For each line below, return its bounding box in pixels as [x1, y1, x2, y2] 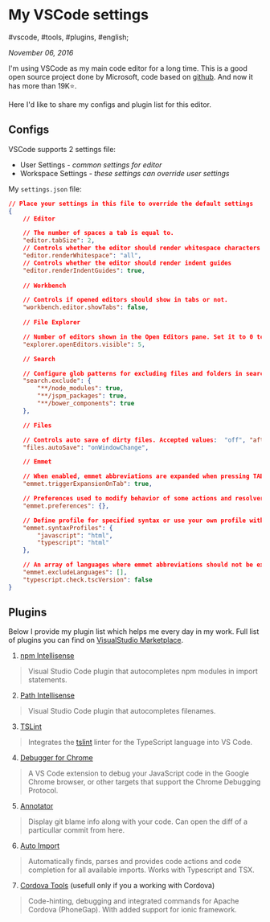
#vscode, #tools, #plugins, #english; [8, 32, 129, 42]
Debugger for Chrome [19, 753, 94, 763]
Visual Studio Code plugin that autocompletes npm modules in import [27, 666, 259, 677]
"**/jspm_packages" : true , [37, 392, 128, 400]
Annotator [19, 801, 54, 811]
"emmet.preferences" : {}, [22, 501, 110, 510]
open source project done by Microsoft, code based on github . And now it [8, 72, 253, 81]
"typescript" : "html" [37, 539, 110, 547]
